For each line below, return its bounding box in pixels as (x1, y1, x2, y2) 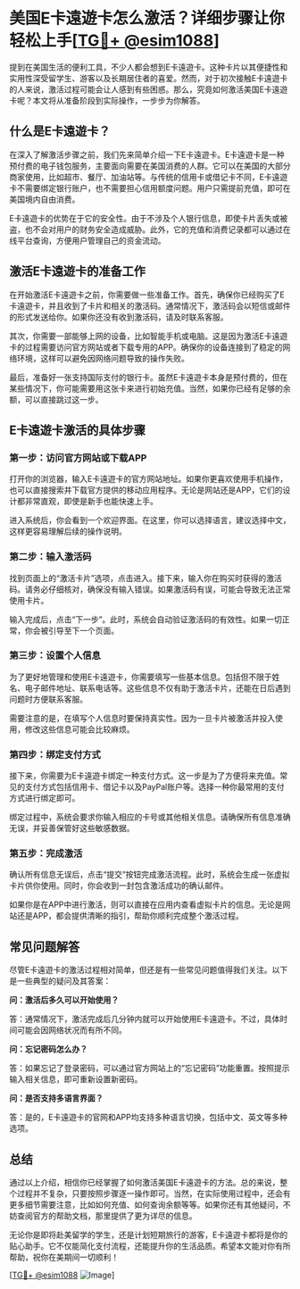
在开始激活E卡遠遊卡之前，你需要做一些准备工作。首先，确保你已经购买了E (9, 289, 285, 300)
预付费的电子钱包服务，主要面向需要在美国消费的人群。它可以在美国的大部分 (9, 160, 291, 170)
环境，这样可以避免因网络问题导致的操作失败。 (16, 353, 189, 363)
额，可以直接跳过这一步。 (9, 394, 104, 404)
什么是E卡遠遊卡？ (9, 124, 111, 139)
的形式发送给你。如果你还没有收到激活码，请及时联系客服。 (9, 312, 229, 322)
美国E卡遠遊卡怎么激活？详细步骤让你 (9, 8, 286, 29)
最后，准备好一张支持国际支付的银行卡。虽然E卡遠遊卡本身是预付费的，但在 (9, 371, 288, 382)
